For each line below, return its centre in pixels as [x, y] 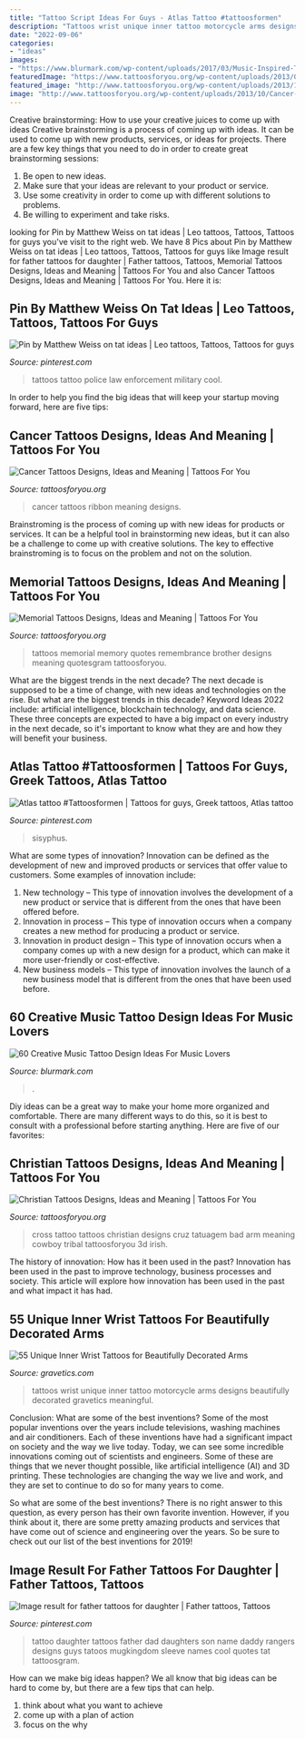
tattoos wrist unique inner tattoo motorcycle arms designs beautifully [161, 1390]
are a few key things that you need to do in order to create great [129, 148]
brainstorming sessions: [54, 158]
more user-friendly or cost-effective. [91, 959]
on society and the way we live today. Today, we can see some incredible [147, 1447]
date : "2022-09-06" [46, 34]
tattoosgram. [55, 1660]
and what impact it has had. [61, 1291]
